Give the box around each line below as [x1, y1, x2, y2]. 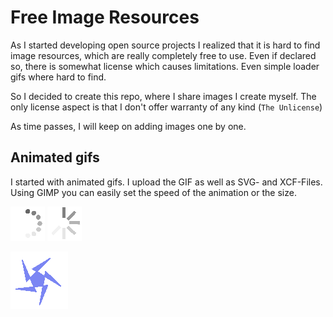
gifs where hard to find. [10, 71, 107, 83]
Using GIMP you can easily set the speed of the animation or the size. [10, 186, 297, 198]
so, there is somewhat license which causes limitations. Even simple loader [10, 60, 320, 72]
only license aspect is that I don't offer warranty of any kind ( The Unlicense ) [10, 101, 323, 113]
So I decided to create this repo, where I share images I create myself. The [10, 90, 317, 102]
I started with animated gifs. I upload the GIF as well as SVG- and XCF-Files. [10, 176, 323, 188]
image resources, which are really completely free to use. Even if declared [10, 49, 317, 61]
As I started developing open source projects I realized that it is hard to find [10, 39, 321, 51]
